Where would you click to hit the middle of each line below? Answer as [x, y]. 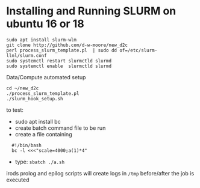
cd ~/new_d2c [23, 88]
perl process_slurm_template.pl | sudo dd [62, 50]
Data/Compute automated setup [46, 77]
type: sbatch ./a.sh [40, 162]
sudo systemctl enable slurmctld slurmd [59, 66]
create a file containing [43, 134]
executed [18, 180]
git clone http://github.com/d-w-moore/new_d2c [67, 45]
